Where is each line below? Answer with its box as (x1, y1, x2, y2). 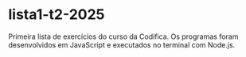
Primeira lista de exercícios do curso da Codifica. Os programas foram (8, 32, 239, 41)
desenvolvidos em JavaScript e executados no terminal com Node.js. (8, 40, 236, 49)
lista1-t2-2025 (8, 6, 105, 24)
